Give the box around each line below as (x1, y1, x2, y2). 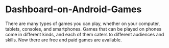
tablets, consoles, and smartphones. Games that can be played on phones (5, 26, 162, 32)
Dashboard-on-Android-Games (5, 4, 142, 15)
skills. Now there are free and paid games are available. (5, 37, 122, 43)
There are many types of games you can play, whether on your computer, (5, 20, 160, 27)
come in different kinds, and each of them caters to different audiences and (5, 31, 164, 37)
